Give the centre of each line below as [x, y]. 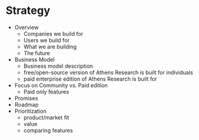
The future [37, 53]
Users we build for [47, 40]
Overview [26, 27]
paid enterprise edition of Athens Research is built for [90, 79]
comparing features [48, 130]
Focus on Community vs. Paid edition [61, 85]
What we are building [50, 47]
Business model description [58, 66]
